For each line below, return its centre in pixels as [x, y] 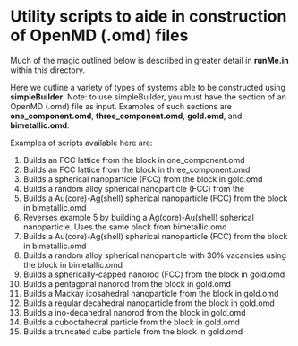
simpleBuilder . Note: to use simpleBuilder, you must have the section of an [149, 97]
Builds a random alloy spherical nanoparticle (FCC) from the [134, 188]
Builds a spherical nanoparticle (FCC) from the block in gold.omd [143, 179]
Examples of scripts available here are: [81, 143]
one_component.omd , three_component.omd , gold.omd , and [126, 116]
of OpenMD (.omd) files [99, 35]
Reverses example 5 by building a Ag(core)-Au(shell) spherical [138, 217]
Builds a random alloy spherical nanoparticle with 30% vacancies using [155, 255]
